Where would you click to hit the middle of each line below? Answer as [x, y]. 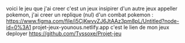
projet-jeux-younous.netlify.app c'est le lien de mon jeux [101, 27]
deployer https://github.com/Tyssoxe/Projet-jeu [64, 34]
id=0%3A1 [19, 27]
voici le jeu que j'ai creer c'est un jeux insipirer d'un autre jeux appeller [92, 9]
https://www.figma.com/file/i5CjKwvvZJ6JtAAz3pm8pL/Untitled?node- [93, 21]
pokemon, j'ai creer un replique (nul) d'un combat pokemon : [80, 15]
